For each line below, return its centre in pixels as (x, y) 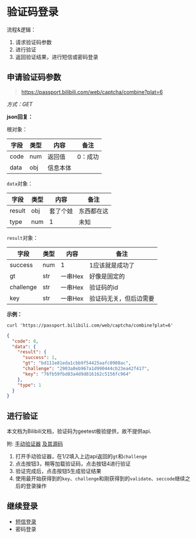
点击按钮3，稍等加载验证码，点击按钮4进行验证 (73, 464)
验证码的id (104, 287)
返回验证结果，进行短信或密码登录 (57, 57)
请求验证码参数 (33, 42)
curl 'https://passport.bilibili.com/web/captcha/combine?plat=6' (90, 325)
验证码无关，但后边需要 (122, 298)
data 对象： (20, 183)
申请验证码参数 (34, 77)
